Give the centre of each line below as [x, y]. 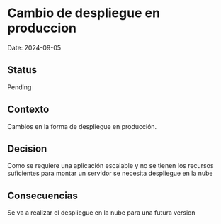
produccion [42, 28]
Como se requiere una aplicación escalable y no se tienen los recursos [110, 166]
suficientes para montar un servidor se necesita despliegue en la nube [110, 173]
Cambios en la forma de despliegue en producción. [82, 126]
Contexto [28, 110]
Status [22, 70]
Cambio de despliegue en [84, 13]
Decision [27, 149]
